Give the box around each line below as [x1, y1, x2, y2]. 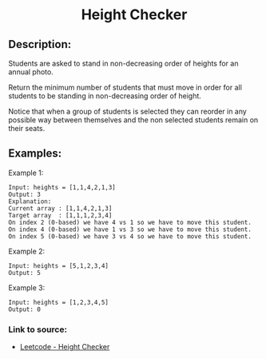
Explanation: [8, 197, 52, 205]
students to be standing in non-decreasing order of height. [8, 91, 202, 101]
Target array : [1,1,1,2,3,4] [8, 211, 113, 219]
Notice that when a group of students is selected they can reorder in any [8, 106, 248, 116]
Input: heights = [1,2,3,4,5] [8, 298, 109, 306]
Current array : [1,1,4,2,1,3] [8, 204, 113, 213]
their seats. [8, 124, 46, 133]
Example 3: [8, 282, 46, 293]
